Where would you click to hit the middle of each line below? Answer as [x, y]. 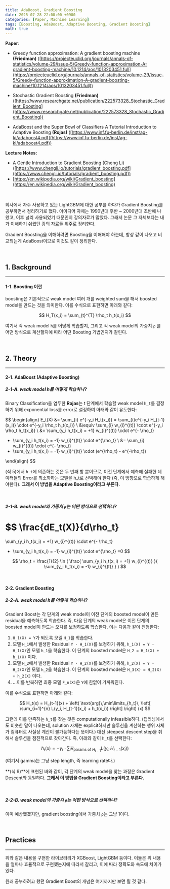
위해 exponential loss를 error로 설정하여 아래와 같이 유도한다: [76, 409]
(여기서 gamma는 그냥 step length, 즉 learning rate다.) [60, 760]
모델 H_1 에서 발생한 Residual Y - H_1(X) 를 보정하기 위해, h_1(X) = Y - [83, 644]
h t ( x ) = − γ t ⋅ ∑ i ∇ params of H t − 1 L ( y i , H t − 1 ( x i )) [85, 749]
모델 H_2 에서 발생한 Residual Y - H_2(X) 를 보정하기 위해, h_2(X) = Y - [83, 663]
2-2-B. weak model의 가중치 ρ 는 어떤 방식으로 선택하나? [61, 800]
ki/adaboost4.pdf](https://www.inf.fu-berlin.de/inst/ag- [70, 138]
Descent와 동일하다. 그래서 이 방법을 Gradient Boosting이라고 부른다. [75, 778]
